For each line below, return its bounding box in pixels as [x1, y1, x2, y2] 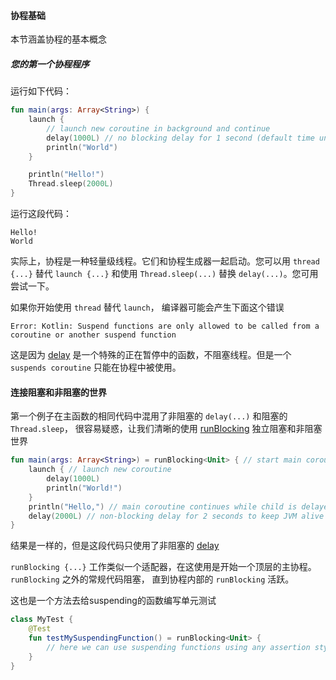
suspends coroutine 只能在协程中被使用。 [10, 361, 182, 374]
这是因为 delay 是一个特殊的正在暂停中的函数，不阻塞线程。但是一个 [10, 349, 292, 361]
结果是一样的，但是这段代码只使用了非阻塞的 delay [10, 540, 220, 552]
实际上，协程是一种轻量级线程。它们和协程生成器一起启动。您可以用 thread [10, 255, 320, 267]
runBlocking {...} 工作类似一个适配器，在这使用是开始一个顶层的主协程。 [10, 561, 317, 573]
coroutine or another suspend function [10, 330, 177, 340]
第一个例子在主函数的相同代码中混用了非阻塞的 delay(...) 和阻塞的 [10, 410, 288, 422]
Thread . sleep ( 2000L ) [28, 179, 114, 189]
